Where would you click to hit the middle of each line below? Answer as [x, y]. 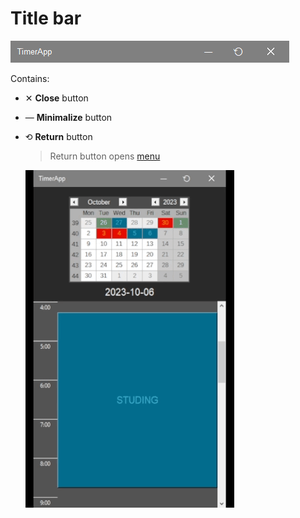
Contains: [30, 78]
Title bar [46, 18]
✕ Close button [56, 98]
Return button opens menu [105, 156]
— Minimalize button [68, 117]
